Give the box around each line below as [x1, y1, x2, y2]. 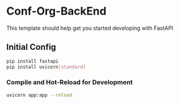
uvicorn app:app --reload [6, 92, 72, 98]
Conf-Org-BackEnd [6, 4, 107, 18]
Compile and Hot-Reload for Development [6, 78, 133, 86]
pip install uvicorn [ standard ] [6, 64, 86, 70]
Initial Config [6, 42, 56, 52]
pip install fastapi [6, 58, 59, 64]
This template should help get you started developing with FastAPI [6, 24, 174, 32]
